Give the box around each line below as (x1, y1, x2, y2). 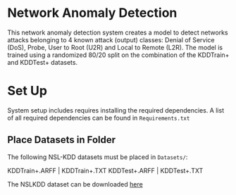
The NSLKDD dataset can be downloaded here (7, 180, 143, 188)
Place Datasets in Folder (7, 134, 116, 146)
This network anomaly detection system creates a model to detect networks (7, 28, 228, 37)
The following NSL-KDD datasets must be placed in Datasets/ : (7, 153, 188, 161)
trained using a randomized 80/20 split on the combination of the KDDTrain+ (7, 51, 230, 59)
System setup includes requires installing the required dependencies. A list (7, 106, 224, 114)
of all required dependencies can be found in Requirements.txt (7, 113, 190, 122)
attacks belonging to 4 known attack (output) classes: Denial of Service (7, 35, 215, 44)
